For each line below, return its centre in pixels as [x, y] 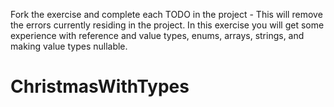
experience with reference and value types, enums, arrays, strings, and [157, 35]
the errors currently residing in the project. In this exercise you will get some [167, 25]
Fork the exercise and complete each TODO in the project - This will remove [166, 14]
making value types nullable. [69, 46]
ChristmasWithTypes [100, 86]
